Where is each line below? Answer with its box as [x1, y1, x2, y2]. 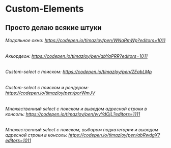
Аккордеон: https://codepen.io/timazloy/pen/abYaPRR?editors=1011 [5, 53, 148, 59]
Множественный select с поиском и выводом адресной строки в [5, 105, 147, 112]
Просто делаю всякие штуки [5, 23, 102, 32]
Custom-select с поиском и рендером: [5, 85, 89, 90]
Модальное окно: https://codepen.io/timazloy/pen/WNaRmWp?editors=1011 [5, 38, 166, 44]
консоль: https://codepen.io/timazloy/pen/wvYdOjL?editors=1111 [5, 111, 140, 117]
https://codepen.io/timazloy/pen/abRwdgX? [68, 132, 160, 138]
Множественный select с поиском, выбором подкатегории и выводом [5, 127, 159, 133]
